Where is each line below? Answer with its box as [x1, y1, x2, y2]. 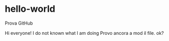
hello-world [5, 3, 56, 15]
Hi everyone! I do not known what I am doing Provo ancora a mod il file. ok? [5, 30, 164, 36]
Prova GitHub [5, 20, 33, 26]
